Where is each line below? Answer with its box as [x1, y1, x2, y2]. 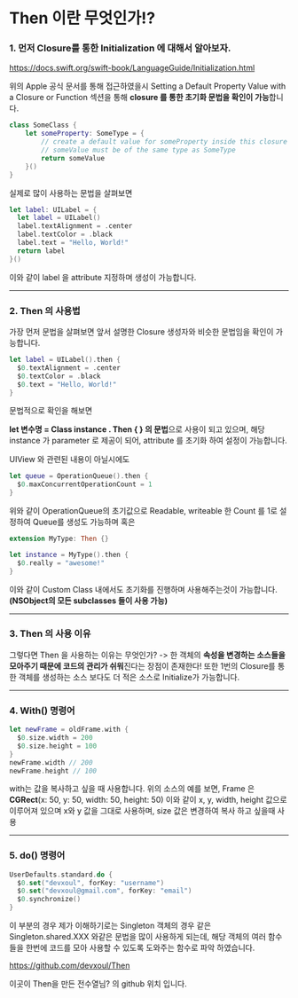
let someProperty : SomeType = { [25, 130, 145, 138]
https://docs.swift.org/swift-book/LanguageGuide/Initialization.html [9, 63, 255, 74]
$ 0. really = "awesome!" [17, 558, 105, 568]
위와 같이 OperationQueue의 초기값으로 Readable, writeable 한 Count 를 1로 [9, 506, 278, 516]
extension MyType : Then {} [9, 534, 109, 544]
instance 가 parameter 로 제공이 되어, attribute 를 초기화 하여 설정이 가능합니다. [9, 436, 288, 446]
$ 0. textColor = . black [17, 372, 101, 381]
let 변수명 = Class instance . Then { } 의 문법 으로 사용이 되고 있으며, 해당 [9, 424, 265, 435]
